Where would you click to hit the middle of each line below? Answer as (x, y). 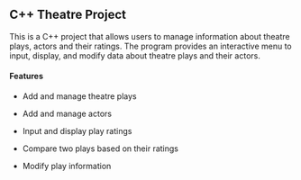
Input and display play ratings (77, 131)
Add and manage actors (67, 114)
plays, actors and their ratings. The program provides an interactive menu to (150, 46)
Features (26, 76)
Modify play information (67, 166)
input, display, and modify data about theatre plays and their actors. (135, 55)
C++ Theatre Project (68, 15)
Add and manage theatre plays (79, 96)
